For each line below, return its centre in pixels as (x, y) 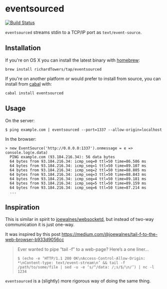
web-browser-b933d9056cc (34, 240)
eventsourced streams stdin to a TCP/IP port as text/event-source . (73, 32)
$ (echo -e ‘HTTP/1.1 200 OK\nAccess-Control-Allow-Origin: (81, 258)
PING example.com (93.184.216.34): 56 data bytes (62, 157)
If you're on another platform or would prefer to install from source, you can (83, 79)
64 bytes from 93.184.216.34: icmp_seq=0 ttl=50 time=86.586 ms (78, 161)
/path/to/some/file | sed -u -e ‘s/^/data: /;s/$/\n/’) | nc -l (86, 267)
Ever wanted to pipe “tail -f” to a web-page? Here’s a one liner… (83, 249)
